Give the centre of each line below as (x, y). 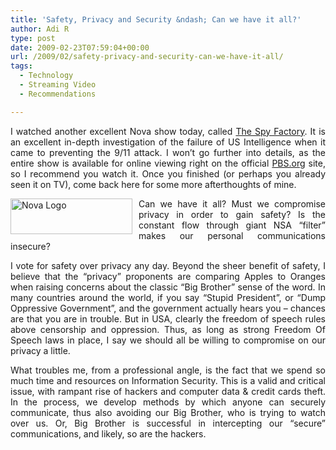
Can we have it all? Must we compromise (232, 203)
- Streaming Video (58, 85)
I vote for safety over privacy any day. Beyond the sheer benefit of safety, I (168, 265)
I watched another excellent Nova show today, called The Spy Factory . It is (168, 131)
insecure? (30, 246)
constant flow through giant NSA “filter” (232, 225)
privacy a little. (40, 350)
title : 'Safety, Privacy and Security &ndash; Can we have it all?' (156, 19)
